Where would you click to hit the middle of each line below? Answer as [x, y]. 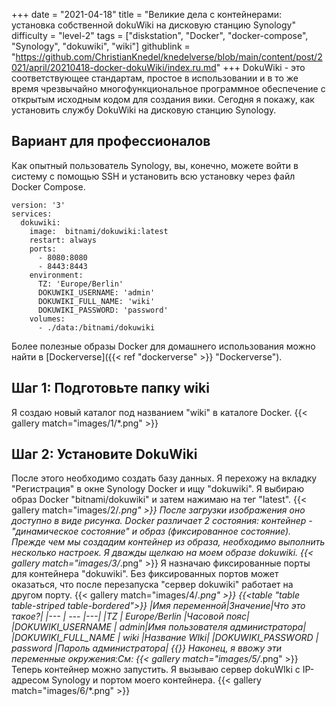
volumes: [47, 319]
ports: [43, 249]
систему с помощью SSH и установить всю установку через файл [153, 176]
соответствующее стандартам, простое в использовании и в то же [155, 78]
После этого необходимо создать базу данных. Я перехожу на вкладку [164, 478]
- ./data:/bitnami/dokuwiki [96, 327]
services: [32, 214]
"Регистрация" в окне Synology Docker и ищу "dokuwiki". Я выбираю [157, 489]
